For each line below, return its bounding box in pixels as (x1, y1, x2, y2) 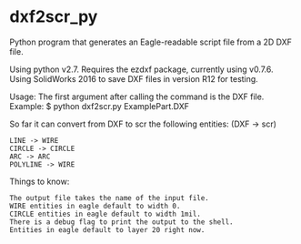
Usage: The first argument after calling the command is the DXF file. (9, 91, 265, 102)
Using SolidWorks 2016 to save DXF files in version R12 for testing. (9, 73, 259, 84)
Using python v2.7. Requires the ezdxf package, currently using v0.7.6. (9, 64, 275, 75)
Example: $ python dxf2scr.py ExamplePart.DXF (9, 100, 189, 111)
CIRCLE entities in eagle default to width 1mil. (9, 209, 202, 219)
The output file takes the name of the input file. (9, 193, 209, 202)
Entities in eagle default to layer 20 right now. (9, 225, 206, 234)
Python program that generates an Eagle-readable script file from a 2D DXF (9, 36, 293, 47)
